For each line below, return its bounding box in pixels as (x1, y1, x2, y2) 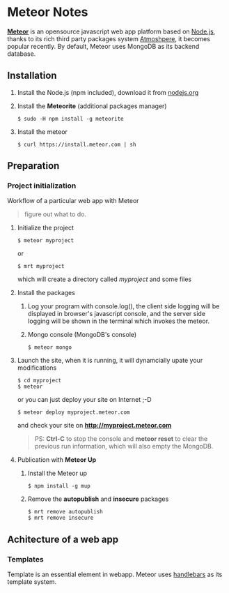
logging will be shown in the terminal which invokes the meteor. (27, 317, 210, 325)
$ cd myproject (17, 377, 62, 384)
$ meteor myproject (17, 237, 74, 244)
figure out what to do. (24, 210, 87, 218)
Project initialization (7, 181, 77, 190)
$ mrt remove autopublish (27, 509, 103, 516)
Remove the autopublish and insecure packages (27, 495, 169, 503)
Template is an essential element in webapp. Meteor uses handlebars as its (7, 570, 223, 579)
